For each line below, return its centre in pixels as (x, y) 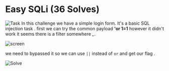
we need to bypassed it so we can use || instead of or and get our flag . (80, 53)
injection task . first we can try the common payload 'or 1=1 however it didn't (85, 28)
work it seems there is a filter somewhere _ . (50, 34)
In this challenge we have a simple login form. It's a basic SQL (85, 23)
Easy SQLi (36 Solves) (52, 9)
